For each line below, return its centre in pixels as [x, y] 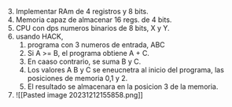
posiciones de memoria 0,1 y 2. [77, 78]
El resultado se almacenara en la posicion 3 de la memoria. [123, 87]
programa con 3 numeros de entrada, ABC [96, 45]
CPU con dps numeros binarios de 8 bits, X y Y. [93, 28]
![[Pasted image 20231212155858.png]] [79, 95]
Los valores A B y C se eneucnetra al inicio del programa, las [125, 70]
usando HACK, [39, 36]
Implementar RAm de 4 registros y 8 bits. [82, 11]
